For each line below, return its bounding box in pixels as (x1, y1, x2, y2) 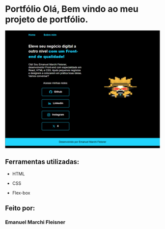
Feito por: (5, 204, 35, 212)
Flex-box (12, 190, 30, 196)
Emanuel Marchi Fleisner (5, 219, 65, 226)
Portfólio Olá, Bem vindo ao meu (5, 3, 138, 15)
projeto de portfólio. (5, 14, 88, 25)
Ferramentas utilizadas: (5, 158, 80, 166)
